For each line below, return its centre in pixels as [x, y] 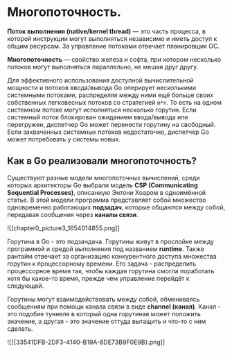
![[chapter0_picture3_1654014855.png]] [63, 228]
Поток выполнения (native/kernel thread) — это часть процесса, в [107, 31]
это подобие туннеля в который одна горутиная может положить [104, 313]
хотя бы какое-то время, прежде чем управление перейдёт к [98, 278]
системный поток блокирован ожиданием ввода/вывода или [98, 117]
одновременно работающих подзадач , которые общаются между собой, [116, 207]
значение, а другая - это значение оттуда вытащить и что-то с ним [107, 321]
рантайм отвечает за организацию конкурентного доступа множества [112, 256]
